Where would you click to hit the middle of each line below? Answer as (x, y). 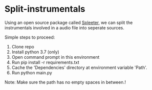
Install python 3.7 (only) (35, 52)
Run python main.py (32, 72)
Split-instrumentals (45, 9)
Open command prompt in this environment (55, 57)
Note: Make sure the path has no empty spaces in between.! (65, 82)
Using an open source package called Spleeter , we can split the (69, 22)
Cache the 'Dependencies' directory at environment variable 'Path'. (79, 67)
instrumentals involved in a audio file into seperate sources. (65, 27)
